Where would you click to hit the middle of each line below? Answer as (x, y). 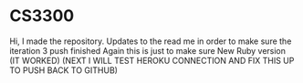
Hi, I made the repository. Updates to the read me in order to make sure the (151, 41)
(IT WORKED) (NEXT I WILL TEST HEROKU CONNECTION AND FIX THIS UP (152, 60)
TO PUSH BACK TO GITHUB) (64, 70)
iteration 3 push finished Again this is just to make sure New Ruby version (147, 50)
